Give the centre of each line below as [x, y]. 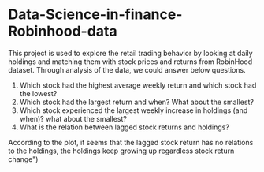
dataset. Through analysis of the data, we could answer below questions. [127, 69]
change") [23, 159]
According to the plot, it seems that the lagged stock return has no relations [131, 142]
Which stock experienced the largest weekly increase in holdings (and [134, 110]
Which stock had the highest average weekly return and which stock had [138, 85]
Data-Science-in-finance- [95, 15]
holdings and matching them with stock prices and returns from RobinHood [130, 62]
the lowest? [38, 93]
